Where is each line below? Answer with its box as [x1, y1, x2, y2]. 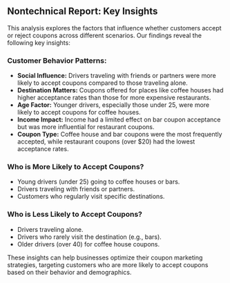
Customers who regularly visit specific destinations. [17, 193, 165, 201]
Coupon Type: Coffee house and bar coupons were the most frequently [17, 130, 222, 139]
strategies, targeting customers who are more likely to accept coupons [7, 260, 209, 269]
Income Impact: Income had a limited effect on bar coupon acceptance [17, 115, 221, 124]
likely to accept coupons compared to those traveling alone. [17, 79, 188, 87]
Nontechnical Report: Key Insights [7, 6, 158, 17]
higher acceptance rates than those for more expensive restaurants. [17, 93, 211, 102]
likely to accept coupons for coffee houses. [17, 108, 141, 117]
